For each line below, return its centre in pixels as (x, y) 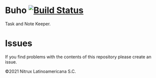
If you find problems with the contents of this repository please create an (78, 57)
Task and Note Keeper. (28, 24)
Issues (19, 43)
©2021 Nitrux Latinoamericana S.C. (41, 71)
